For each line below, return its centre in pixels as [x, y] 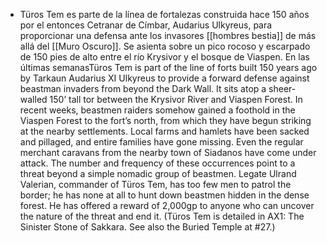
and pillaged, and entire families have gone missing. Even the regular [161, 142]
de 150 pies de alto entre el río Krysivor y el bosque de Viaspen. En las [164, 57]
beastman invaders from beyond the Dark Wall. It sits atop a [143, 88]
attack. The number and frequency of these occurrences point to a [157, 163]
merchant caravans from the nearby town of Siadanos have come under [168, 152]
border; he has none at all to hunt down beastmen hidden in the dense [164, 195]
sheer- [282, 88]
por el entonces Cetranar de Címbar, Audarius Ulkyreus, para [146, 25]
